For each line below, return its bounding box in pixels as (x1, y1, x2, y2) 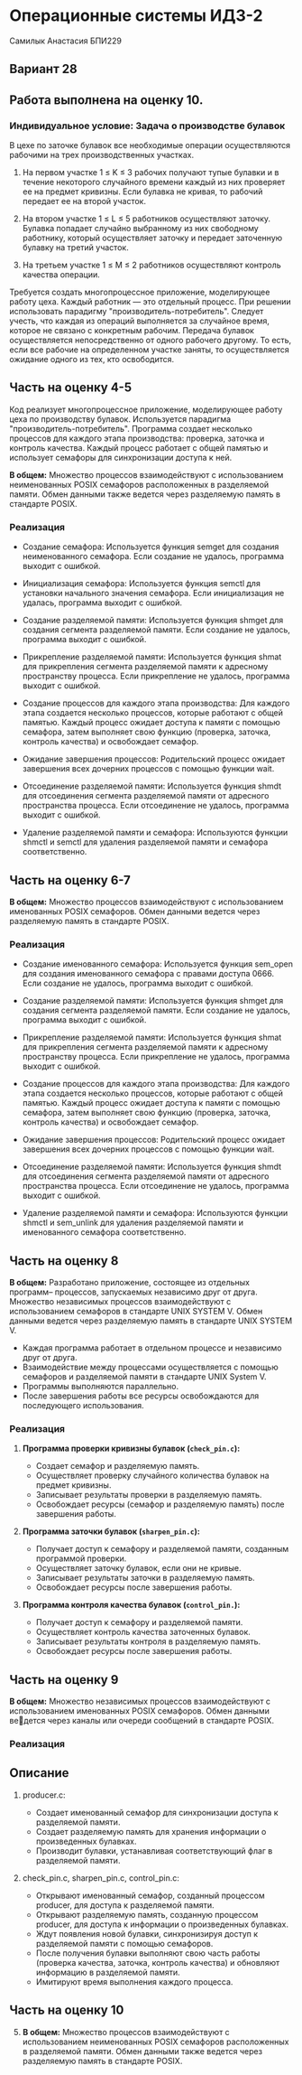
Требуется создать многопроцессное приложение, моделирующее (9, 286, 270, 298)
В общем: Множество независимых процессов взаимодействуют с (9, 1696, 271, 1707)
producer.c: (22, 1790, 66, 1800)
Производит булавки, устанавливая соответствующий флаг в (35, 1845, 273, 1856)
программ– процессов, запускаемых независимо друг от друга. (9, 1286, 259, 1297)
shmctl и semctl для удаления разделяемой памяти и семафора (22, 837, 269, 847)
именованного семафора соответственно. (22, 1227, 187, 1238)
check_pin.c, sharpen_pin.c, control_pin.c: (22, 1872, 180, 1883)
